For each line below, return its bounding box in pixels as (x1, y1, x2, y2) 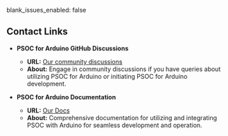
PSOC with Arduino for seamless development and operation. (26, 121, 202, 129)
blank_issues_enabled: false (6, 6, 87, 14)
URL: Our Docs (26, 106, 70, 115)
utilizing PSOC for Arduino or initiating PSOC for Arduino (26, 72, 188, 80)
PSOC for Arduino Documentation (16, 93, 116, 101)
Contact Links (6, 26, 69, 37)
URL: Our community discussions (26, 57, 123, 66)
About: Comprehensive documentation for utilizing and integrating (26, 113, 218, 122)
